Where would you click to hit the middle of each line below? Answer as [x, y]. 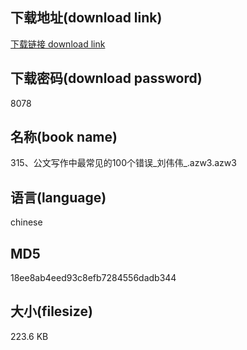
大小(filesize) [51, 311]
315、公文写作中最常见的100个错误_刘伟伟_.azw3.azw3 [123, 163]
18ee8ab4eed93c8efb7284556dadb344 [93, 278]
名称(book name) [64, 137]
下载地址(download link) [86, 18]
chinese [26, 222]
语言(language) [58, 197]
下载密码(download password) [106, 78]
